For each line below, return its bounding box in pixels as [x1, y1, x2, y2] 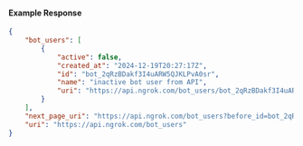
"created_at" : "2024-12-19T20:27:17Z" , [56, 61, 207, 70]
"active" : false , [56, 53, 123, 62]
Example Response [8, 7, 82, 18]
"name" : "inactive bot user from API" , [56, 78, 207, 87]
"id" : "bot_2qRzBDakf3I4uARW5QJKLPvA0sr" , [56, 69, 220, 79]
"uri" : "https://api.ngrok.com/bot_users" [24, 120, 187, 129]
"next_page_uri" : [24, 112, 90, 121]
